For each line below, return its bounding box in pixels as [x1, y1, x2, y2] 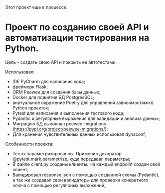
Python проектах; [12, 104, 50, 111]
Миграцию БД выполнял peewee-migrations [12, 120, 106, 126]
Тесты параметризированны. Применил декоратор [12, 150, 122, 156]
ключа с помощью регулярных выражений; [12, 182, 106, 188]
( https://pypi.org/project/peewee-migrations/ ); [12, 126, 108, 132]
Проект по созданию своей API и [5, 22, 149, 33]
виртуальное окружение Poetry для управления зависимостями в [12, 99, 154, 105]
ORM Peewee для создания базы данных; [12, 89, 101, 95]
